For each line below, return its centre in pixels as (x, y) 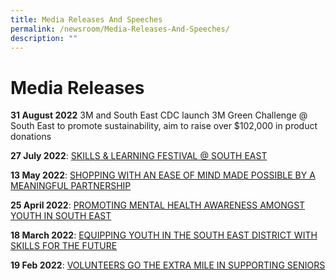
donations (31, 137)
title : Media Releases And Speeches (86, 19)
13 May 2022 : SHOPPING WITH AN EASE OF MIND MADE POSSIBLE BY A (163, 175)
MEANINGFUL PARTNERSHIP (71, 186)
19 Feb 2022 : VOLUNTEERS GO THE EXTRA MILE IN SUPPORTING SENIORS (168, 265)
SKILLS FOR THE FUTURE (64, 246)
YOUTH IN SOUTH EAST (61, 216)
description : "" (44, 38)
